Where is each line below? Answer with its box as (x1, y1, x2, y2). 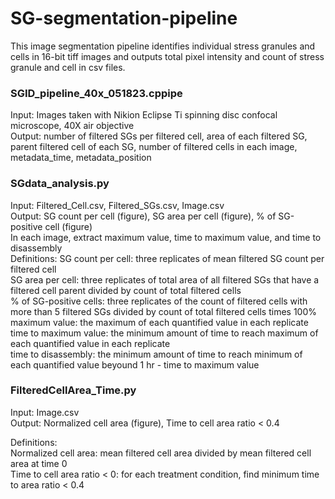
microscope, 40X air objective (10, 120, 135, 132)
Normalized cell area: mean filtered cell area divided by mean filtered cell (10, 447, 312, 459)
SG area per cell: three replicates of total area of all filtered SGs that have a (10, 273, 320, 286)
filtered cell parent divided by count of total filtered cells (10, 284, 242, 296)
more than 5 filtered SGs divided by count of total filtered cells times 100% (10, 305, 318, 317)
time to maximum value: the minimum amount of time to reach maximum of (10, 327, 319, 339)
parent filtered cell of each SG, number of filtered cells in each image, (10, 141, 298, 153)
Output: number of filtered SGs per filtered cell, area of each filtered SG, (10, 130, 308, 142)
